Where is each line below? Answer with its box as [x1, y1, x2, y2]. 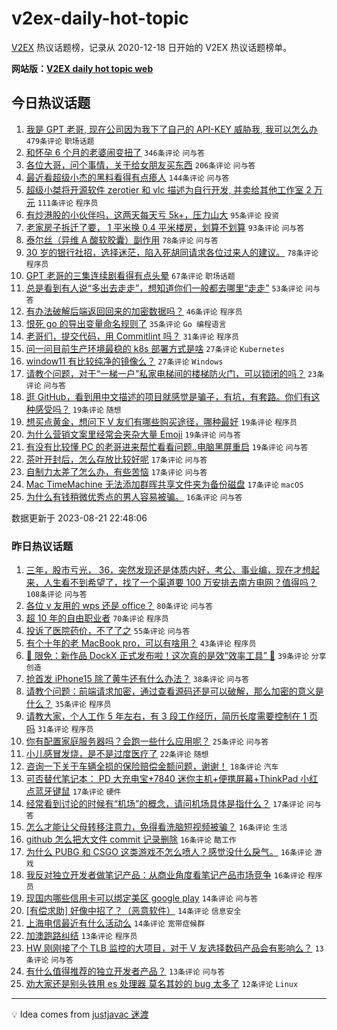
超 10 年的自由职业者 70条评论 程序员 [25, 612, 169, 624]
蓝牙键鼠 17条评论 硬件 [34, 785, 122, 797]
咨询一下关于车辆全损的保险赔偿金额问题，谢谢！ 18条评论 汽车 [25, 760, 279, 772]
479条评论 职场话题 [25, 136, 95, 146]
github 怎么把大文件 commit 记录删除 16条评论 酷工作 [25, 833, 237, 846]
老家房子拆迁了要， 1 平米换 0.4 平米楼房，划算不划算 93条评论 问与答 [25, 221, 305, 233]
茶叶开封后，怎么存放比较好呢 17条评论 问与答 [25, 453, 208, 465]
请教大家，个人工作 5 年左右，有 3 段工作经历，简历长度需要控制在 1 [25, 710, 308, 722]
